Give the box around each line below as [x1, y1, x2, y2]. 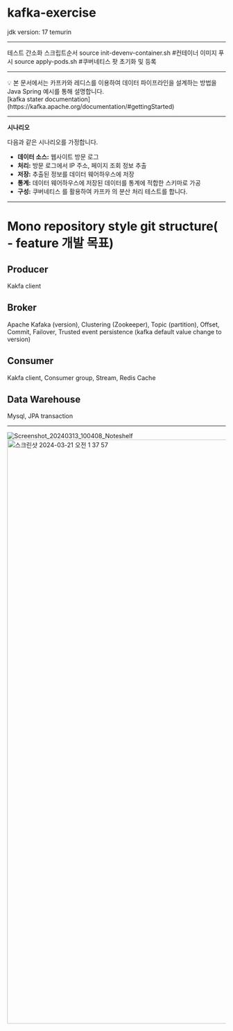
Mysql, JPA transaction [7, 412, 74, 420]
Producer [7, 263, 49, 275]
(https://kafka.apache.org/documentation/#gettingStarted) [7, 102, 175, 110]
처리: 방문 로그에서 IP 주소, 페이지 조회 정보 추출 [17, 161, 147, 169]
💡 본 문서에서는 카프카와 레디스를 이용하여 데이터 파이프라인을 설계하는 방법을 [7, 78, 217, 87]
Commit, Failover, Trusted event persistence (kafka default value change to [7, 327, 222, 336]
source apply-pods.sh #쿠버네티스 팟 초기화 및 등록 [14, 57, 157, 65]
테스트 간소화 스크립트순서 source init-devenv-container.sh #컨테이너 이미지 [7, 49, 217, 57]
